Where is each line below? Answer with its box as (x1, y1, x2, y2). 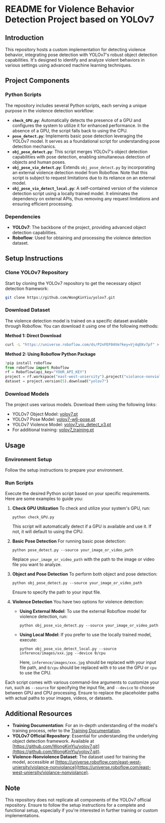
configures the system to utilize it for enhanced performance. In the (12, 122, 149, 128)
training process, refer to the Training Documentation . (12, 728, 121, 734)
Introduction (5, 33, 44, 42)
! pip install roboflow (5, 360, 52, 365)
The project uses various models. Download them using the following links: (5, 402, 157, 408)
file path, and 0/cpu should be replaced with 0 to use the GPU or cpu (19, 665, 157, 670)
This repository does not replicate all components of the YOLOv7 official (5, 797, 151, 803)
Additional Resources (5, 709, 72, 718)
